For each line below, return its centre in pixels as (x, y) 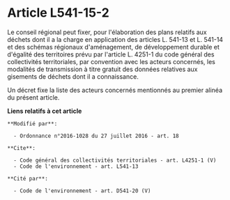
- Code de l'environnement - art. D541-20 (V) (82, 191)
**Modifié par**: (32, 123)
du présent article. (33, 97)
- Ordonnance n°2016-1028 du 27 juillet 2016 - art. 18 (96, 136)
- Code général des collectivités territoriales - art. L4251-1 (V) (115, 160)
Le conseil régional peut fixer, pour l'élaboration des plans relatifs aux (107, 32)
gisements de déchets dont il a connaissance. (73, 76)
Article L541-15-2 (58, 13)
